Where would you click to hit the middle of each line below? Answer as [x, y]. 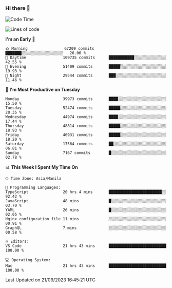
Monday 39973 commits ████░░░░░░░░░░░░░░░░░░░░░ [86, 99]
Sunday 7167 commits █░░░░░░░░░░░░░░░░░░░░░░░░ [86, 153]
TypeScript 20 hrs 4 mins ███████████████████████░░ [86, 192]
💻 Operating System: [28, 260]
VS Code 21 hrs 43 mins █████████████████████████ [86, 246]
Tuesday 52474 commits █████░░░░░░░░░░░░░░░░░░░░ [86, 108]
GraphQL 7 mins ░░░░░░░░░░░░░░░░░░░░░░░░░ [86, 228]
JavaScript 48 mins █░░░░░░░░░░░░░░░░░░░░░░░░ [86, 201]
